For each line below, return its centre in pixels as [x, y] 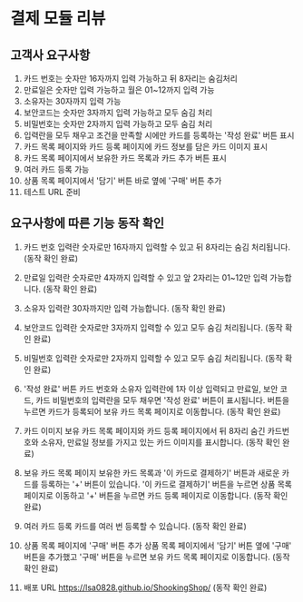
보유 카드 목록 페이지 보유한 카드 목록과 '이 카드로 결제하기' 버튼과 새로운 [151, 472]
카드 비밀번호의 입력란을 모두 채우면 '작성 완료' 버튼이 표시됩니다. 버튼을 [162, 400]
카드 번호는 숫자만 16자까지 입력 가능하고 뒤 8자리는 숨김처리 [131, 79]
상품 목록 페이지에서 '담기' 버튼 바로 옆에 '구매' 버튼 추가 [122, 181]
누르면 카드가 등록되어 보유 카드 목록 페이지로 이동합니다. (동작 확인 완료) [152, 411]
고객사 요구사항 [50, 55]
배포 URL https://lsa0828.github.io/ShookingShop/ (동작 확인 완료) [145, 587]
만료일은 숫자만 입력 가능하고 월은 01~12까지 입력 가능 [119, 90]
